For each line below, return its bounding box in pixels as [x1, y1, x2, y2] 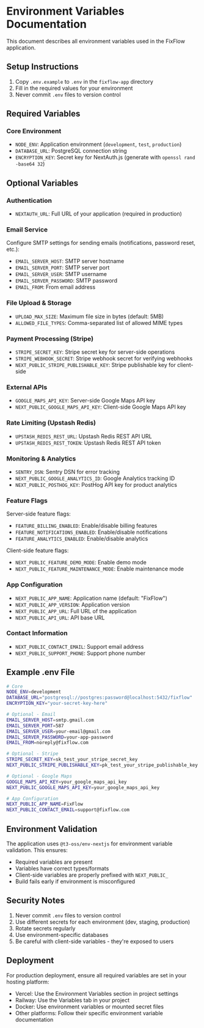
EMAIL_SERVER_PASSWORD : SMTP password [15, 277, 118, 285]
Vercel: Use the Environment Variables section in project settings [15, 990, 179, 997]
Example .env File [6, 667, 75, 677]
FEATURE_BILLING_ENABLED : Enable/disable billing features [15, 522, 158, 530]
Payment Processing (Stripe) [6, 334, 93, 343]
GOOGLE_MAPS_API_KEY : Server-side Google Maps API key [15, 397, 156, 404]
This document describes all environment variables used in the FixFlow [6, 37, 185, 45]
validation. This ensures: [6, 847, 68, 854]
